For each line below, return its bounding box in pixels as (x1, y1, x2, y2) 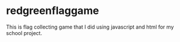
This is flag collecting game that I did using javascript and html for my (6, 23, 174, 30)
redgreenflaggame (6, 4, 100, 17)
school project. (6, 29, 42, 36)
